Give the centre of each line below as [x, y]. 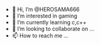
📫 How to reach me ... [40, 36]
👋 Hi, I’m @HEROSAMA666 [46, 9]
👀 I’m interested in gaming [45, 16]
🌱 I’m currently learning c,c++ [49, 22]
